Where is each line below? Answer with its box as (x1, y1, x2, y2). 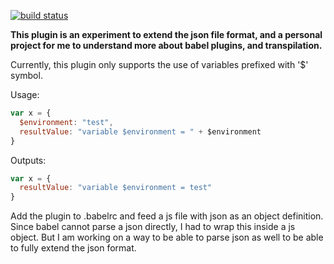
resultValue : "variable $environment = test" (19, 183, 213, 193)
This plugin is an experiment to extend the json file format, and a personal (10, 29, 323, 40)
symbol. (10, 70, 43, 81)
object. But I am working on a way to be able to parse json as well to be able (10, 231, 324, 244)
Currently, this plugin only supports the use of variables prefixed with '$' (10, 59, 309, 70)
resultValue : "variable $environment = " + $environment (19, 126, 262, 137)
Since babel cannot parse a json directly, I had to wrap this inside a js (10, 221, 296, 233)
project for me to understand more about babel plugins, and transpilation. (10, 40, 323, 51)
